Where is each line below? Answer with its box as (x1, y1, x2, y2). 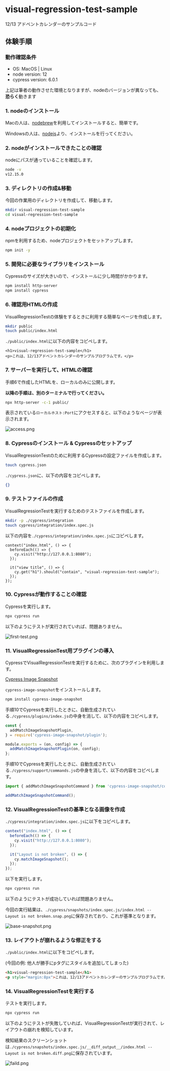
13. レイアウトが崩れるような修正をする (5, 936, 102, 944)
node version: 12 (12, 71, 47, 77)
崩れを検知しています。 (27, 1027, 76, 1033)
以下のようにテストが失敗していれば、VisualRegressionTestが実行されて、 (5, 1020, 160, 1026)
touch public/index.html (5, 329, 58, 334)
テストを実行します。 (5, 1000, 50, 1007)
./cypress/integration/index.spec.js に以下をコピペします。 (5, 819, 133, 825)
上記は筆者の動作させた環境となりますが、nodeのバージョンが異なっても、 (5, 87, 161, 93)
